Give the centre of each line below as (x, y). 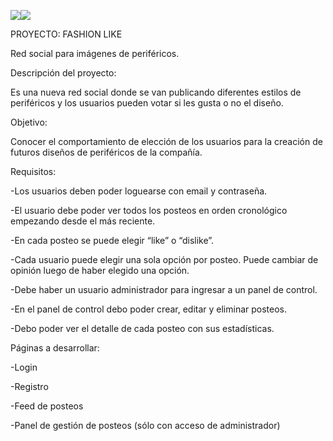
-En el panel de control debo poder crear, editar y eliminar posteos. (149, 309)
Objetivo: (29, 122)
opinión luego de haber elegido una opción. (100, 270)
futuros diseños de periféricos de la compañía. (106, 152)
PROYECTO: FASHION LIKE (66, 34)
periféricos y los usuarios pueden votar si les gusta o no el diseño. (147, 103)
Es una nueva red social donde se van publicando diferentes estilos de (156, 92)
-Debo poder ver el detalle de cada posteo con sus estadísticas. (142, 328)
